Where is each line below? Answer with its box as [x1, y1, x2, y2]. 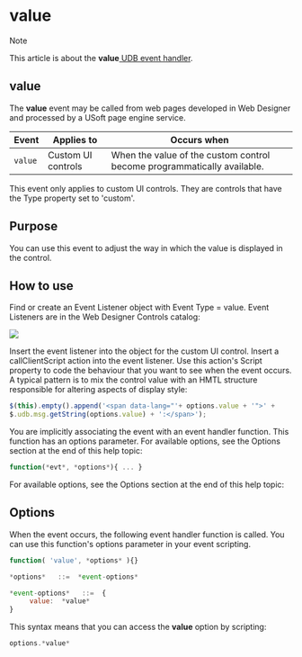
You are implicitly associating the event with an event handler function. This [9, 427, 289, 437]
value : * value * [29, 597, 91, 606]
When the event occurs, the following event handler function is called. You [9, 528, 285, 540]
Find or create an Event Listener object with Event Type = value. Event [9, 302, 270, 313]
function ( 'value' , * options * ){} [9, 555, 139, 565]
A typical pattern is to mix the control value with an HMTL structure [9, 374, 258, 385]
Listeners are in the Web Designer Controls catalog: [9, 311, 200, 322]
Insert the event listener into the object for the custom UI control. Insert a [9, 346, 280, 356]
